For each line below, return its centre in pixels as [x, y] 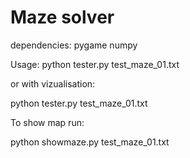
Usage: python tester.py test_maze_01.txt [95, 64]
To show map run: [47, 122]
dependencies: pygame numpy [74, 45]
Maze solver [62, 17]
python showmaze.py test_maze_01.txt [90, 142]
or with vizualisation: [53, 83]
